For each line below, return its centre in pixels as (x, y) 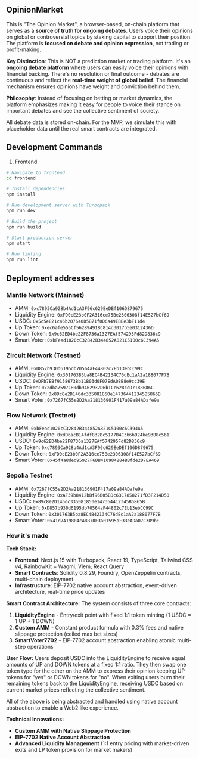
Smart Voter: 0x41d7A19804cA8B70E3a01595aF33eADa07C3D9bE (87, 520)
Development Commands (55, 148)
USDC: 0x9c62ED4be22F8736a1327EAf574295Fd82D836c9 (80, 441)
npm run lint (22, 260)
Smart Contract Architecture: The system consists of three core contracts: (99, 603)
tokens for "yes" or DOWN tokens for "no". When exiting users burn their (95, 677)
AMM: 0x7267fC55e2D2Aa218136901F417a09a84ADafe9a (79, 488)
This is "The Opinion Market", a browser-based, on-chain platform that (93, 24)
